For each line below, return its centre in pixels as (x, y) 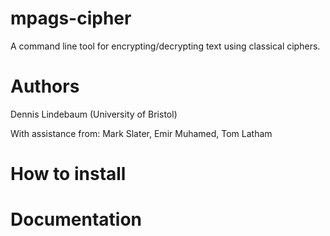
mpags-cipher (71, 18)
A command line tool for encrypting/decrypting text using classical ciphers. (165, 46)
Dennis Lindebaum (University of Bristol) (94, 114)
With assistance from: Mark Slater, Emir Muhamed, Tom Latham (141, 133)
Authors (45, 86)
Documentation (76, 219)
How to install (68, 174)
